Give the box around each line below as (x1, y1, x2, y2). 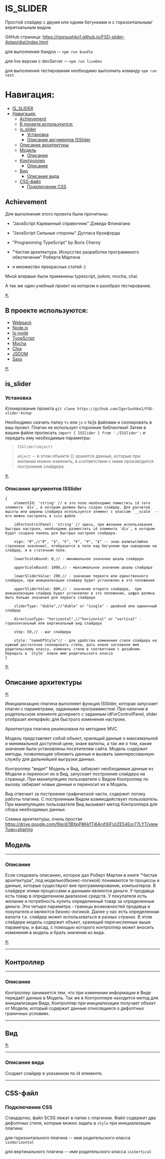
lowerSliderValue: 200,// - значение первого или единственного (14, 574, 148, 579)
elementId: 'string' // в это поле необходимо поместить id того (14, 501, 151, 506)
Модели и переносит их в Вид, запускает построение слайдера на (5, 771, 145, 777)
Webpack (12, 320, 32, 325)
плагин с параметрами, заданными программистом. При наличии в (5, 706, 148, 712)
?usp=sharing (5, 827, 33, 833)
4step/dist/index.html (5, 39, 48, 45)
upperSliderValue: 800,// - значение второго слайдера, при (14, 587, 141, 592)
